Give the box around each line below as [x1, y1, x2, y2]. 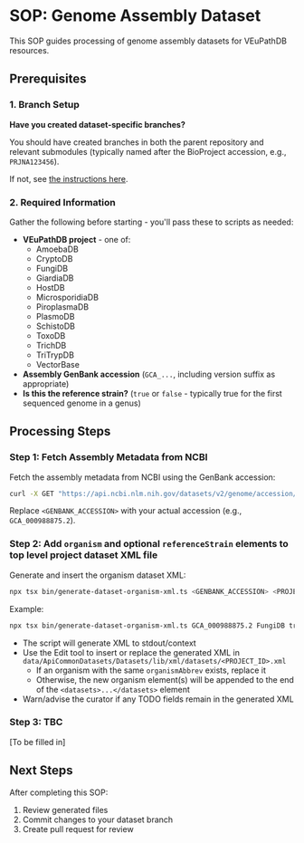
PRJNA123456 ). [9, 156, 60, 167]
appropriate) [22, 378, 70, 389]
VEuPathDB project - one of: [22, 234, 131, 244]
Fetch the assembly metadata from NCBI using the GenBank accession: [9, 472, 276, 483]
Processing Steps [9, 424, 111, 439]
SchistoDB [35, 321, 75, 331]
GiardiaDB [35, 273, 74, 283]
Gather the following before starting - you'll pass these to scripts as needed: [9, 216, 294, 227]
